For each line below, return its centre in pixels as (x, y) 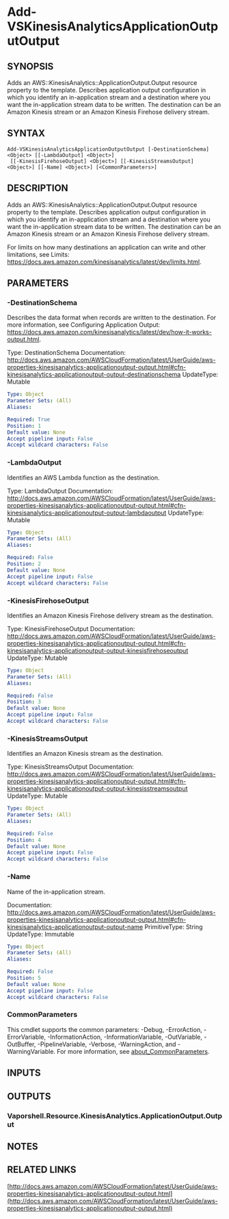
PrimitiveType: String (174, 926)
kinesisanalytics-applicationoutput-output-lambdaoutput (87, 513)
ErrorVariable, (27, 1037)
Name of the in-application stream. (56, 891)
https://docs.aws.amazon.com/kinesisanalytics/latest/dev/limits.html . (104, 262)
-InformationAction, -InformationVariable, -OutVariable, (125, 1037)
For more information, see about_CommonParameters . (133, 1051)
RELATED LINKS (42, 1170)
